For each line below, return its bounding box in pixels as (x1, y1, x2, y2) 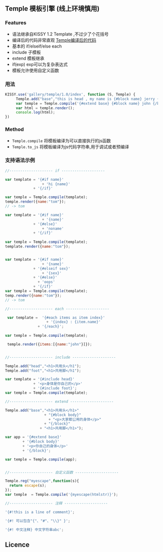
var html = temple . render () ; (16, 106, 75, 110)
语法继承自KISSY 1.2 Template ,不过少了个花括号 (12, 31, 109, 37)
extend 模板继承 (12, 55, 45, 61)
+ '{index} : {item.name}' (46, 319, 101, 325)
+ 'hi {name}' (42, 181, 70, 187)
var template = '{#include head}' (5, 377, 75, 382)
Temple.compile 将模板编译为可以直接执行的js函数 (12, 138, 111, 143)
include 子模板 (12, 49, 41, 55)
